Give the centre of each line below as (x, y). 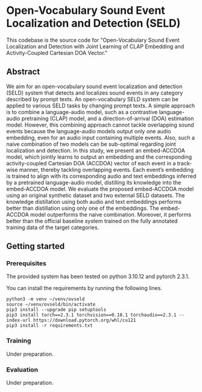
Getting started (36, 246)
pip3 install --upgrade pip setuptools (56, 310)
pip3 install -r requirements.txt (50, 326)
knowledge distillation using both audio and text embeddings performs (94, 201)
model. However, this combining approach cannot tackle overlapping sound (100, 125)
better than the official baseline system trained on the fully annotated (92, 221)
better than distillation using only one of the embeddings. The (83, 208)
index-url (19, 320)
